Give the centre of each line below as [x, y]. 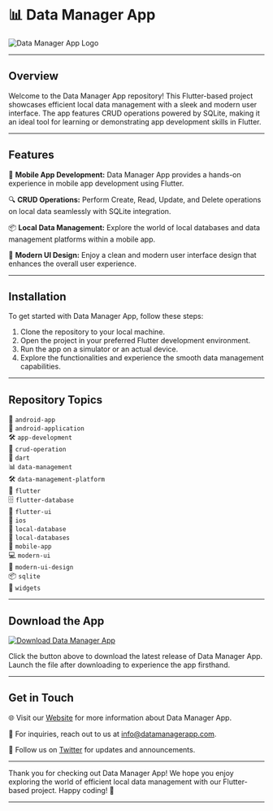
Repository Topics [56, 400]
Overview [34, 76]
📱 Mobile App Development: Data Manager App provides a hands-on [125, 174]
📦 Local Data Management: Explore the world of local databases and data [134, 227]
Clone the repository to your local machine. [92, 332]
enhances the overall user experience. [72, 264]
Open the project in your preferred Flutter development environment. [135, 341]
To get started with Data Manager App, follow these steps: [106, 316]
